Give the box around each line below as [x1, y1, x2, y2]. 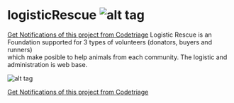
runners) [7, 45, 33, 54]
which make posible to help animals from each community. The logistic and [7, 53, 228, 61]
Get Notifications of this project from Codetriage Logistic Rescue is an [7, 30, 213, 39]
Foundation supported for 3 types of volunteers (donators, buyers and [7, 37, 213, 46]
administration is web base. [7, 60, 88, 68]
